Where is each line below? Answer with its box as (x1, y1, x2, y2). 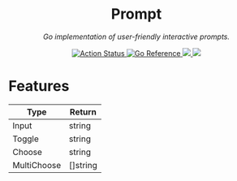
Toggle (12, 133, 39, 144)
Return (69, 106, 97, 118)
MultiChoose (12, 159, 62, 170)
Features (8, 77, 70, 96)
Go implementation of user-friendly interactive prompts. (43, 32, 230, 41)
